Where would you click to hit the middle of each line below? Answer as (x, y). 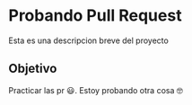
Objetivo (33, 69)
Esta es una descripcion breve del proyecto (89, 40)
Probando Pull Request (95, 16)
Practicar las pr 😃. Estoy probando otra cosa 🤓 (96, 90)
